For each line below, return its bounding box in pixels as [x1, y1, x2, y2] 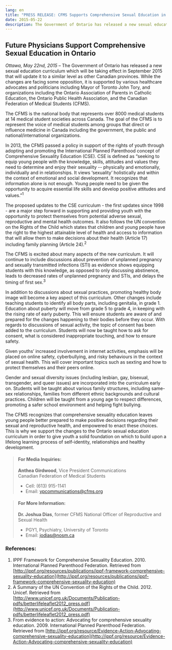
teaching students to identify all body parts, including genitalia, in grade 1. [5, 300, 161, 306]
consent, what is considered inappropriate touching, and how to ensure [5, 333, 156, 339]
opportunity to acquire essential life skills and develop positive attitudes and [5, 186, 165, 192]
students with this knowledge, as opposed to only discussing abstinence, [5, 267, 160, 273]
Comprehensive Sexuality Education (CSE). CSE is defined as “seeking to [5, 153, 160, 160]
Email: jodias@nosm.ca [25, 532, 75, 539]
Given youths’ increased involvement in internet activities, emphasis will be [5, 348, 164, 354]
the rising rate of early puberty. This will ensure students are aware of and [5, 311, 162, 317]
